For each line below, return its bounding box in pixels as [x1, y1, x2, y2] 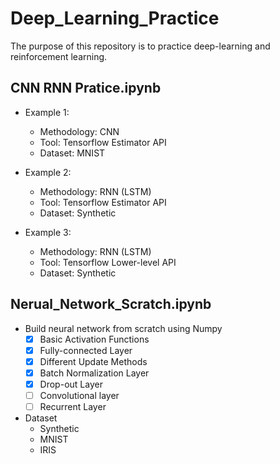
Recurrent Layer [39, 400, 107, 412]
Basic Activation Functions [39, 333, 150, 345]
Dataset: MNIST [39, 147, 106, 159]
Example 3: [24, 226, 72, 238]
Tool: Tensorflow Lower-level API [39, 256, 177, 268]
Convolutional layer [39, 389, 120, 401]
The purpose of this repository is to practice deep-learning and [10, 40, 271, 52]
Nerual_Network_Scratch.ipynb [10, 296, 212, 313]
